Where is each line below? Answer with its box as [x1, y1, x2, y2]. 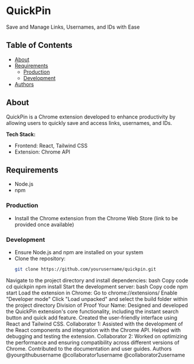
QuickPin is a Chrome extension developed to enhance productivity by [6, 113, 176, 120]
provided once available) [14, 221, 74, 228]
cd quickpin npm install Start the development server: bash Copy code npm [6, 283, 188, 290]
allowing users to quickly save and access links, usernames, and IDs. [6, 119, 172, 126]
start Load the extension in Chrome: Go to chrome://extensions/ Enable [6, 289, 178, 296]
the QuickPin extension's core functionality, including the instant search [6, 308, 179, 315]
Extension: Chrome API [14, 148, 71, 155]
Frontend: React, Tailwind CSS [14, 142, 88, 149]
